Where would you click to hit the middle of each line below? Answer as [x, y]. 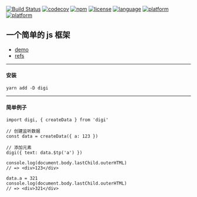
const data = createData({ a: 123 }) [52, 136]
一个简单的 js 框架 [38, 35]
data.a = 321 [22, 178]
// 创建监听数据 [23, 132]
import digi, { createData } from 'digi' [57, 120]
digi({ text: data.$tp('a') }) [44, 153]
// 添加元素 [19, 148]
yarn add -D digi [27, 88]
